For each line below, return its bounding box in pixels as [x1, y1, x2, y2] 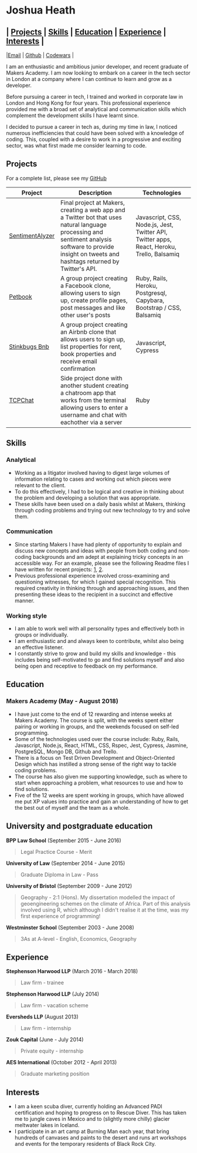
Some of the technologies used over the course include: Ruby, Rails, [14, 735, 180, 742]
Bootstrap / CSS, [135, 303, 182, 311]
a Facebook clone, [60, 281, 111, 290]
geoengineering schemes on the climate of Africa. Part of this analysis [20, 900, 191, 907]
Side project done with [60, 374, 123, 382]
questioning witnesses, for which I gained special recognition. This [14, 578, 176, 585]
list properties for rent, [60, 342, 122, 350]
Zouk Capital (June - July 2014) [6, 1036, 84, 1043]
